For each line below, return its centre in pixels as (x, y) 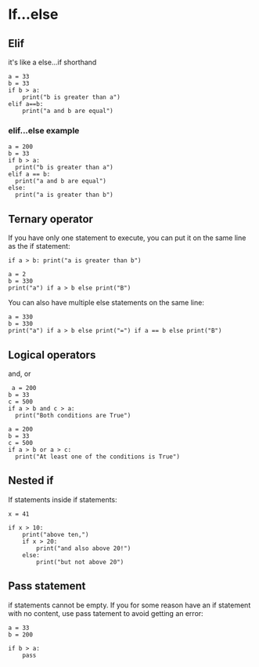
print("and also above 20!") (84, 548)
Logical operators (52, 355)
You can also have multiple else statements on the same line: (106, 303)
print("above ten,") (56, 534)
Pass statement (47, 586)
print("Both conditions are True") (73, 415)
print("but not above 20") (80, 562)
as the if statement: (39, 246)
